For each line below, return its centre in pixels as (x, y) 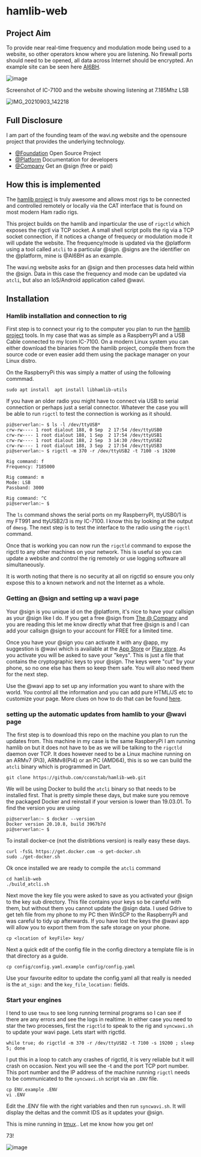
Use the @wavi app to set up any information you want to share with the (95, 685)
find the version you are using (43, 808)
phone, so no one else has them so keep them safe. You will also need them (100, 667)
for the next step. (28, 674)
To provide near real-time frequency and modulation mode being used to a (98, 47)
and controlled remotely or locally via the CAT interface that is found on (94, 205)
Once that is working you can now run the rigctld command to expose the (99, 545)
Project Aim (28, 33)
